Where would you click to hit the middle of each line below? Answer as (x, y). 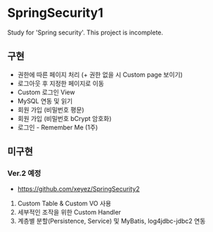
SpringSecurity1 (56, 13)
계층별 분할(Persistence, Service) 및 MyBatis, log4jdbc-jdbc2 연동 (111, 221)
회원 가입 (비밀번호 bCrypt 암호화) (64, 118)
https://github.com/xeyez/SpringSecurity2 (78, 189)
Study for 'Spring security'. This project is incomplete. (85, 32)
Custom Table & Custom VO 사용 (64, 204)
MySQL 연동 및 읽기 (45, 101)
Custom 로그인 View (46, 92)
